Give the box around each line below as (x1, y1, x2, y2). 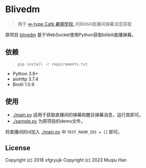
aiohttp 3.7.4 (12, 76, 39, 82)
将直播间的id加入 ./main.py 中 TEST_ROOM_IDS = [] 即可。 (5, 129, 122, 135)
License (5, 143, 31, 152)
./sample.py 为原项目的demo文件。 (12, 118, 86, 124)
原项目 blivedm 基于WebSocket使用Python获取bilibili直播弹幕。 (5, 31, 136, 37)
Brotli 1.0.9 (12, 81, 35, 87)
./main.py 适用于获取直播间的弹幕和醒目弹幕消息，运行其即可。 (12, 111, 143, 117)
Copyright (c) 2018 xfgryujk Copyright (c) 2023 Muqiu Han (5, 157, 127, 163)
